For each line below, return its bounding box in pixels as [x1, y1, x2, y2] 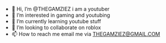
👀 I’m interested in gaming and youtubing [11, 12, 111, 19]
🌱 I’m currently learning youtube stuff [11, 18, 101, 24]
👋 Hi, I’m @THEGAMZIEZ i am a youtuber [11, 6, 110, 12]
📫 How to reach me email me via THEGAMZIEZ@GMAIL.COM [11, 31, 160, 37]
